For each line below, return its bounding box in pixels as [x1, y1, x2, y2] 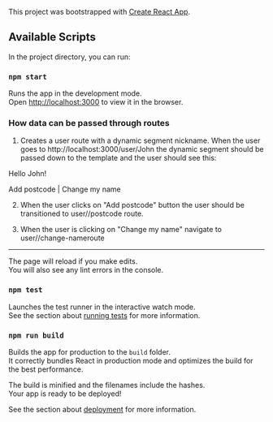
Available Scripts [8, 30, 96, 44]
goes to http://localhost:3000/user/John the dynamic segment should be [19, 144, 264, 154]
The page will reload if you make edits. [8, 256, 138, 266]
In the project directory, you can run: [8, 52, 131, 62]
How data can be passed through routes [8, 118, 170, 129]
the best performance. [8, 364, 84, 374]
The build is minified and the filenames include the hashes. [8, 381, 206, 390]
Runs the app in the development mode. [8, 88, 142, 98]
